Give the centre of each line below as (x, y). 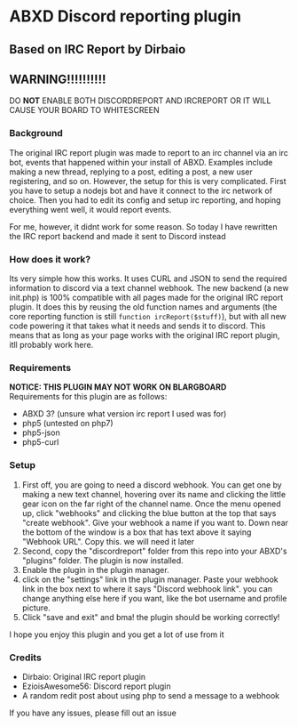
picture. (36, 608)
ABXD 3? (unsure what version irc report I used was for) (124, 414)
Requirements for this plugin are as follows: (88, 397)
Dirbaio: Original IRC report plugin (84, 676)
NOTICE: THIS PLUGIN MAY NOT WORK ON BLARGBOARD (118, 387)
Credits (25, 658)
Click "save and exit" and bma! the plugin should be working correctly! (151, 617)
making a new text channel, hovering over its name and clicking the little (154, 494)
